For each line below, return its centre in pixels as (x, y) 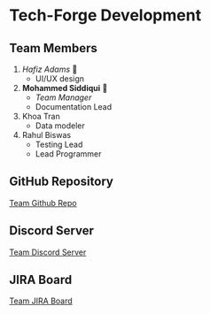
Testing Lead (59, 144)
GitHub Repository (61, 182)
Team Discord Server (48, 252)
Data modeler (60, 126)
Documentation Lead (74, 107)
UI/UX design (60, 79)
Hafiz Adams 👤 (50, 69)
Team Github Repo (43, 203)
